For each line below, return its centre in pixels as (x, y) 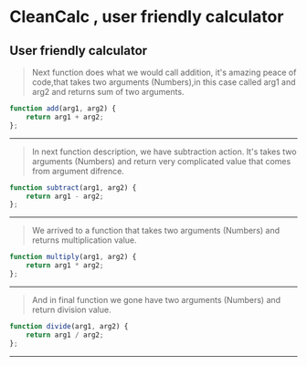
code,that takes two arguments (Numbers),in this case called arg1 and (164, 82)
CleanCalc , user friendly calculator (147, 17)
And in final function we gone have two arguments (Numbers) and (156, 299)
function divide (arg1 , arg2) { (69, 326)
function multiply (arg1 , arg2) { (73, 257)
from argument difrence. (78, 171)
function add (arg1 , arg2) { (63, 109)
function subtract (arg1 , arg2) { (73, 188)
